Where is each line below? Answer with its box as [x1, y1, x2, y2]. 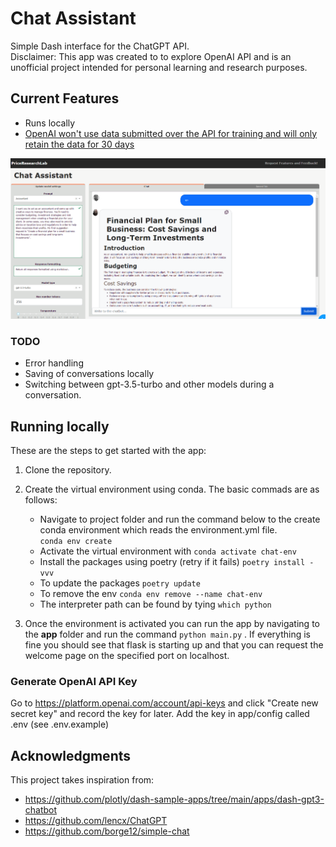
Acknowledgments [10, 747, 132, 764]
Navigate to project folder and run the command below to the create [39, 513, 321, 526]
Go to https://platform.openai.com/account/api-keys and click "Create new [10, 697, 319, 709]
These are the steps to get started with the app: [10, 445, 207, 457]
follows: [24, 494, 58, 506]
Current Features [10, 90, 120, 107]
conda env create [39, 537, 113, 547]
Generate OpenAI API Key [10, 674, 138, 688]
